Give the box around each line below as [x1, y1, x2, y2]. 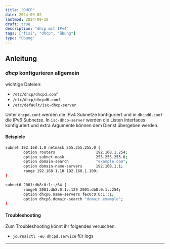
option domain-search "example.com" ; [23, 159, 128, 164]
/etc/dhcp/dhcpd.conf [12, 92, 58, 97]
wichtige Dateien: [5, 81, 42, 87]
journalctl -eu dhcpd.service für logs [12, 233, 94, 239]
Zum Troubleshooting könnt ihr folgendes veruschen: [5, 223, 116, 229]
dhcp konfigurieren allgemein [5, 69, 79, 76]
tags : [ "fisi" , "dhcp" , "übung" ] [5, 31, 76, 36]
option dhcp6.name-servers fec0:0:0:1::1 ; [23, 192, 114, 197]
